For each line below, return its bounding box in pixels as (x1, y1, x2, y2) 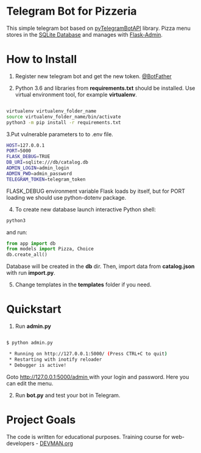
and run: (6, 228, 27, 236)
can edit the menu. (6, 380, 54, 387)
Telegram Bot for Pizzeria (6, 4, 137, 18)
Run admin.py (15, 322, 52, 330)
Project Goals (6, 413, 76, 427)
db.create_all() (6, 252, 48, 258)
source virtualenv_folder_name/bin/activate (6, 114, 121, 120)
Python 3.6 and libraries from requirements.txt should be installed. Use (15, 84, 196, 92)
